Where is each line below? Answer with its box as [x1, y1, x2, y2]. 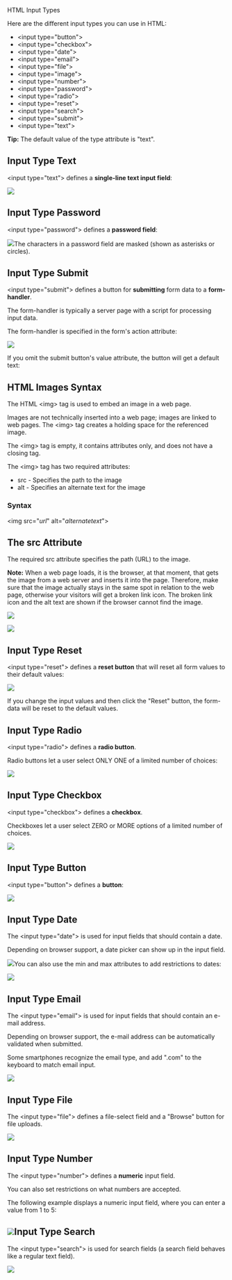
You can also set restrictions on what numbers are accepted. [7, 1185, 181, 1193]
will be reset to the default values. [21, 704, 118, 712]
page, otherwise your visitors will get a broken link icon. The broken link [7, 591, 213, 599]
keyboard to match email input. [7, 1061, 96, 1069]
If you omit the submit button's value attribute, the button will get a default [7, 354, 219, 362]
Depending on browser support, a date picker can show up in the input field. [7, 945, 226, 954]
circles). [7, 247, 31, 255]
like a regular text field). [7, 1251, 75, 1260]
